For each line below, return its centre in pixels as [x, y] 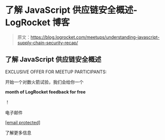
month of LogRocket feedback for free [45, 92]
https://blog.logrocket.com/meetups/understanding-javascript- [95, 37]
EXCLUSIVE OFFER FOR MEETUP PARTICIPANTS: [56, 72]
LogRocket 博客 [38, 23]
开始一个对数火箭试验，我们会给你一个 [44, 82]
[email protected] [23, 122]
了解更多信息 [18, 133]
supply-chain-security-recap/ [48, 43]
